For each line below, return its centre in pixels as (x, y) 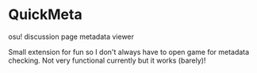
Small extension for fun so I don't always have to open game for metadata (129, 52)
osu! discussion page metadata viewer (71, 36)
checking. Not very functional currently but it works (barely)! (107, 60)
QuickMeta (45, 15)
